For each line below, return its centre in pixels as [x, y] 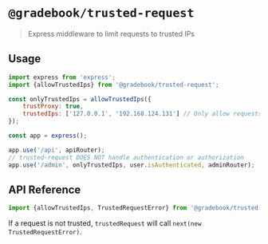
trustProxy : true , [53, 106]
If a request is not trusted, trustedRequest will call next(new [105, 223]
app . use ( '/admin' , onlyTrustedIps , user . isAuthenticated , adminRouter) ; [132, 165]
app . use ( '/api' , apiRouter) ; [57, 150]
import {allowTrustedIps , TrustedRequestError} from [98, 208]
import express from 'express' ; [62, 77]
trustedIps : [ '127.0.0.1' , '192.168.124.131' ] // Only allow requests [142, 114]
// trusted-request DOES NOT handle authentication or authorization [126, 157]
